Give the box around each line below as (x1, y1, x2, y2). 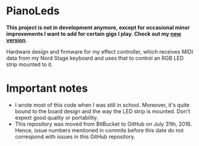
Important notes (6, 82, 88, 95)
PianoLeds (6, 4, 60, 18)
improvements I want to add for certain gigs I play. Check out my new (6, 30, 182, 37)
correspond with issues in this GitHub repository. (14, 133, 136, 140)
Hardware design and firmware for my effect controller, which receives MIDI (6, 48, 193, 55)
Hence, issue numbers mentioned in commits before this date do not (14, 126, 184, 133)
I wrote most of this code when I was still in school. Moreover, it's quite (14, 101, 190, 108)
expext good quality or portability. (14, 114, 99, 121)
